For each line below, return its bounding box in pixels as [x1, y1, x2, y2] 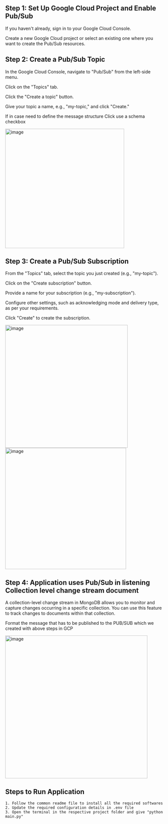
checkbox [5, 118, 26, 124]
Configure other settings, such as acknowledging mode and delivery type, [5, 300, 159, 306]
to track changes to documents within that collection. [5, 610, 116, 616]
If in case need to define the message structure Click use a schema [5, 113, 145, 119]
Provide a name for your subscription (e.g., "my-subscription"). [5, 290, 136, 296]
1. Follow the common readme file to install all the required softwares [5, 801, 163, 806]
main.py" [5, 814, 24, 819]
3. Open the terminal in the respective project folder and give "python [5, 810, 163, 815]
